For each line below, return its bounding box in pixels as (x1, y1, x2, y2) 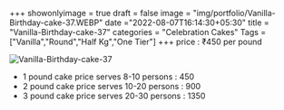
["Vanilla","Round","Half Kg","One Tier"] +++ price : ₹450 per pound (9, 36, 263, 47)
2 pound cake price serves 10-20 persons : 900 (22, 81, 201, 91)
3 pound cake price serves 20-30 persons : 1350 (22, 90, 206, 101)
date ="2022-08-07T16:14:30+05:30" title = (104, 17, 269, 28)
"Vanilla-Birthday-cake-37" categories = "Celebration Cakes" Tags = (9, 27, 267, 37)
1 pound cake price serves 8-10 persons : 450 (22, 71, 195, 82)
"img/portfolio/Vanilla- (192, 8, 277, 18)
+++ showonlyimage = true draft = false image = (9, 8, 191, 18)
